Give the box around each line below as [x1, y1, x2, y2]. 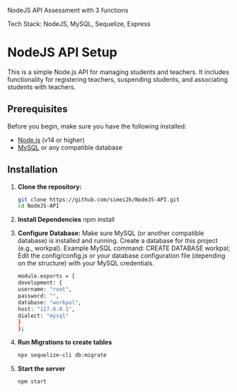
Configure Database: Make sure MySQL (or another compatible [17, 229, 204, 237]
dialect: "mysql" [17, 312, 69, 319]
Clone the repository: [17, 182, 82, 191]
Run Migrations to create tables [17, 338, 112, 347]
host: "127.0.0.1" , [17, 305, 76, 313]
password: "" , [17, 292, 59, 299]
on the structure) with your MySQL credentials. [17, 259, 154, 268]
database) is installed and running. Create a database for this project [17, 237, 218, 245]
